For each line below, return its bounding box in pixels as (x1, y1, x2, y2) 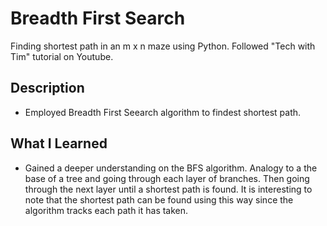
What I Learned (10, 135, 108, 152)
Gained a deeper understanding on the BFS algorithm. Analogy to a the (24, 162, 318, 174)
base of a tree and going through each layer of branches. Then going (24, 172, 310, 184)
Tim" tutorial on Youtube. (10, 50, 114, 62)
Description (10, 80, 85, 97)
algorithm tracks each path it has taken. (24, 204, 189, 216)
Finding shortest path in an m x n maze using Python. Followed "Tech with (10, 40, 316, 52)
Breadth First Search (10, 7, 186, 30)
